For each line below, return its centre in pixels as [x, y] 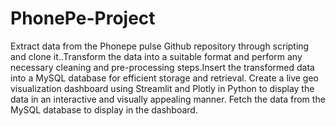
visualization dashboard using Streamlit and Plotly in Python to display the [162, 88]
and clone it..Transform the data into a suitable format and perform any [156, 56]
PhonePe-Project [83, 18]
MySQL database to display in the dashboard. [104, 109]
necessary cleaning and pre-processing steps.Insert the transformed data [162, 67]
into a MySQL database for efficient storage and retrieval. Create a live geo [165, 78]
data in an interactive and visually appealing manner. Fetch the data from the [168, 99]
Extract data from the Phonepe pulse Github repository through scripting [160, 46]
